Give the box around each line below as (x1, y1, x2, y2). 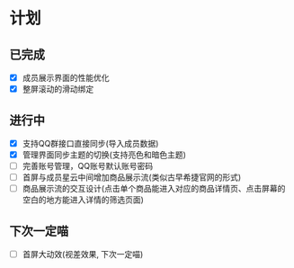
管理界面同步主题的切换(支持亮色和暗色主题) (22, 149, 186, 160)
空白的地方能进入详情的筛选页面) (22, 194, 144, 205)
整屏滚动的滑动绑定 (22, 84, 94, 94)
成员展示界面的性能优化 (22, 73, 110, 83)
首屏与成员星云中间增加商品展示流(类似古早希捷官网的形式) (22, 172, 241, 183)
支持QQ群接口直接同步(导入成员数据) (22, 138, 159, 148)
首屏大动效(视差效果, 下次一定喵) (22, 249, 144, 260)
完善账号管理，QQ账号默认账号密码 (22, 161, 154, 172)
